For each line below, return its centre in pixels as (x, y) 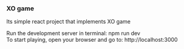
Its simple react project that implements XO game (68, 22)
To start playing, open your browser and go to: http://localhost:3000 (92, 40)
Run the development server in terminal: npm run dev (73, 33)
